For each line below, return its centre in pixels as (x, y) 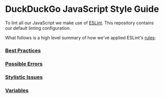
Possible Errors (24, 64)
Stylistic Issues (24, 77)
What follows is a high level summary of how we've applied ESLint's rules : (81, 38)
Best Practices (23, 50)
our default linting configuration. (38, 28)
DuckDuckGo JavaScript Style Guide (82, 9)
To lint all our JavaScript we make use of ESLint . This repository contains (80, 23)
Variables (17, 90)
